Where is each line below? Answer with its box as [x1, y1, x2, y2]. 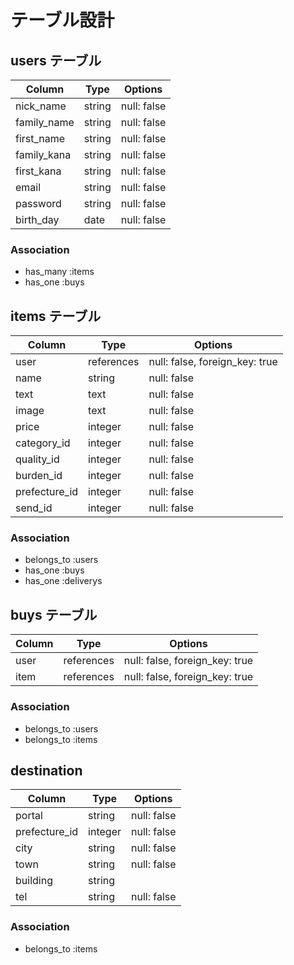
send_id [15, 501, 53, 515]
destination [10, 762, 83, 779]
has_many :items [24, 266, 95, 278]
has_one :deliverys [24, 575, 103, 587]
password [15, 197, 62, 210]
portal [15, 809, 43, 823]
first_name [15, 132, 66, 145]
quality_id [15, 452, 60, 466]
